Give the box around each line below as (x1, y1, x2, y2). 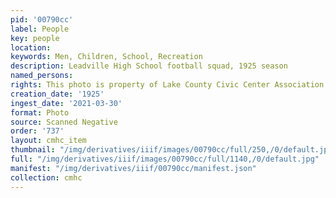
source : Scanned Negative (10, 117, 118, 127)
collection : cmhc (10, 172, 83, 183)
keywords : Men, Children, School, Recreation (10, 52, 203, 62)
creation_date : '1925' (10, 89, 105, 99)
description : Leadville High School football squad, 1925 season (10, 61, 288, 71)
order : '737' (10, 126, 65, 136)
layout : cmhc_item (10, 136, 87, 146)
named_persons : (10, 71, 74, 81)
